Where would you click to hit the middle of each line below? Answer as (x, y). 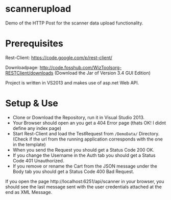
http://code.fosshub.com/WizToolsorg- (81, 67)
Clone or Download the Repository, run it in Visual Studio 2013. (79, 117)
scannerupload (38, 9)
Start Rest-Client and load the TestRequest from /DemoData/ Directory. (86, 133)
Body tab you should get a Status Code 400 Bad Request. (73, 172)
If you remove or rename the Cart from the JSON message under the (85, 166)
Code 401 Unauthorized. (38, 160)
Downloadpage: (22, 67)
